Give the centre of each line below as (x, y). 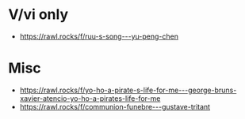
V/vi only (38, 15)
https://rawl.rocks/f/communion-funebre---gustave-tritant (115, 106)
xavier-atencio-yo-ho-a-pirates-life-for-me (90, 98)
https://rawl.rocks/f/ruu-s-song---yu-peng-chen (99, 36)
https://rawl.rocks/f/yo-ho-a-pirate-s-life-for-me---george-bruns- (128, 90)
